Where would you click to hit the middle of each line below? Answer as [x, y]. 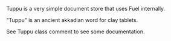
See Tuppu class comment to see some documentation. [76, 31]
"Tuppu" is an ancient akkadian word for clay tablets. [72, 20]
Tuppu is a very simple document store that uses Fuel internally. [86, 9]
